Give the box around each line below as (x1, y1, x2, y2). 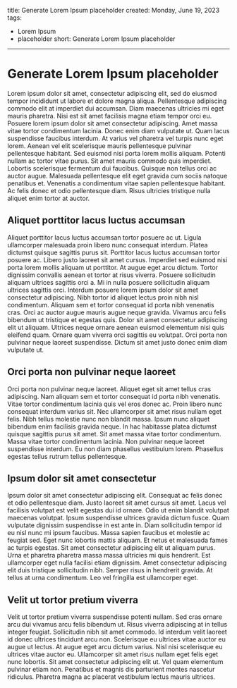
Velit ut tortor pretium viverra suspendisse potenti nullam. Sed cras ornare (7, 613, 222, 621)
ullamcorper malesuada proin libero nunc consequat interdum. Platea (7, 240, 208, 249)
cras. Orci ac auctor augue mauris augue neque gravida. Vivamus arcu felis (7, 308, 226, 317)
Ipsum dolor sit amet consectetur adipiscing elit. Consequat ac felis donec (7, 491, 223, 500)
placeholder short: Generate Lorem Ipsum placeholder (17, 35, 176, 43)
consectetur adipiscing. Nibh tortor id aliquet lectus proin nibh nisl (7, 293, 199, 302)
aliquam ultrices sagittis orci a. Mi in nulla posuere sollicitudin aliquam (7, 278, 210, 286)
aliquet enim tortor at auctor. (7, 194, 90, 202)
